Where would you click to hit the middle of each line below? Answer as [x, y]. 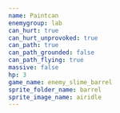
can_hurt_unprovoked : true [53, 38]
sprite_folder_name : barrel [55, 90]
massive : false [34, 68]
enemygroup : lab [35, 23]
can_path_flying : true [46, 60]
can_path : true [34, 45]
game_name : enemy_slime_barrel [60, 82]
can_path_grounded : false [51, 53]
